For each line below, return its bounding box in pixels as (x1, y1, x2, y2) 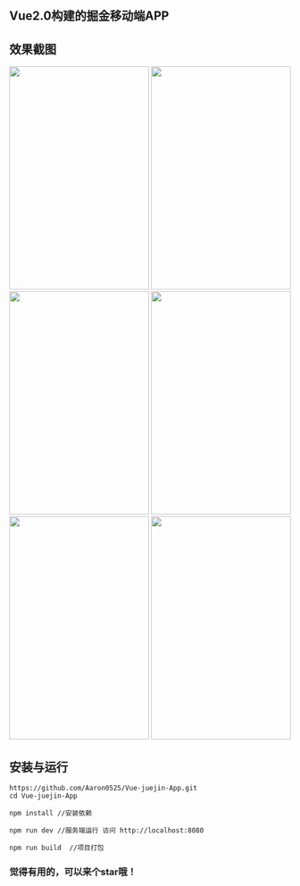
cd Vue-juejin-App (9, 791, 78, 801)
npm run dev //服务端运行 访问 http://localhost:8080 (9, 826, 204, 835)
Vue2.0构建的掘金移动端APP (9, 8, 170, 24)
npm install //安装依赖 (9, 809, 92, 818)
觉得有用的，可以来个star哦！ (9, 865, 137, 878)
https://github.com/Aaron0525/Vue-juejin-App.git (9, 784, 198, 793)
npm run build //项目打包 (9, 843, 104, 853)
